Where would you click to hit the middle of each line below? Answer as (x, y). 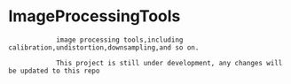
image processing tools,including (119, 40)
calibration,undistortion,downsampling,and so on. (104, 47)
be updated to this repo (54, 71)
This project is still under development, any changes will (169, 63)
